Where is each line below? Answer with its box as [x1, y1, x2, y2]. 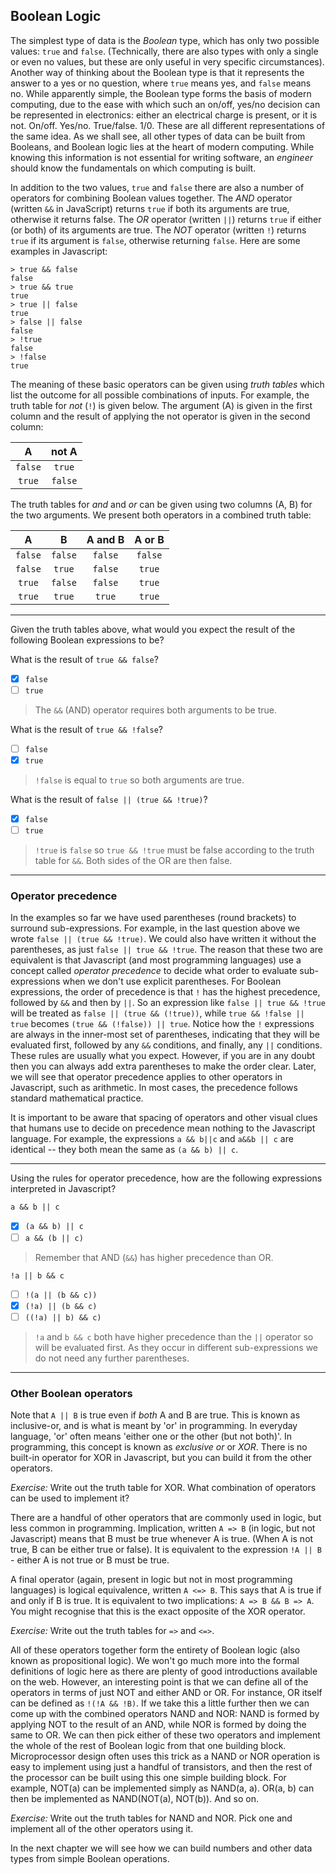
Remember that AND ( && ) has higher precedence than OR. [34, 1251, 274, 1263]
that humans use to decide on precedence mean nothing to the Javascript [10, 1122, 316, 1134]
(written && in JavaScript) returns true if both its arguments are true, [10, 202, 290, 214]
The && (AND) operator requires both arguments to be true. [34, 704, 277, 716]
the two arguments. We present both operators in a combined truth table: [10, 509, 312, 521]
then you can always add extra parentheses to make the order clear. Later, [10, 1060, 317, 1073]
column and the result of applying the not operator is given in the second [10, 410, 311, 422]
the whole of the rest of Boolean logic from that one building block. [10, 1740, 287, 1752]
